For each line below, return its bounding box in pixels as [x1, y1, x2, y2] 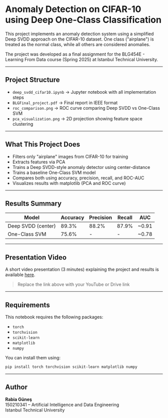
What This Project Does [5, 140, 80, 149]
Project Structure [5, 76, 60, 84]
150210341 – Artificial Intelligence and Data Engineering [5, 401, 119, 407]
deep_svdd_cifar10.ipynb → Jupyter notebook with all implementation [12, 89, 156, 95]
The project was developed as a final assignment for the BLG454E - [5, 51, 145, 57]
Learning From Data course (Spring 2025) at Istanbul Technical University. [5, 56, 158, 62]
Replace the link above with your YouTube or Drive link [17, 282, 130, 288]
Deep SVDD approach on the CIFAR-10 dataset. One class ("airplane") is [5, 36, 154, 42]
